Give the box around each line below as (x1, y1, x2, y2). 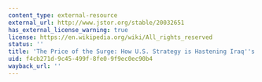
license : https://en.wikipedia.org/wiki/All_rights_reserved (8, 33, 213, 41)
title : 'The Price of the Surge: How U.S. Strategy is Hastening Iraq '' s (8, 48, 256, 55)
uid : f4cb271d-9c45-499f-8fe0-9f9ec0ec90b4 (8, 55, 153, 63)
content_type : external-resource (8, 11, 118, 20)
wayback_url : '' (8, 62, 61, 70)
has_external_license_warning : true (8, 26, 128, 34)
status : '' (8, 41, 44, 48)
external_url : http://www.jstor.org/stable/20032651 (8, 19, 185, 27)
